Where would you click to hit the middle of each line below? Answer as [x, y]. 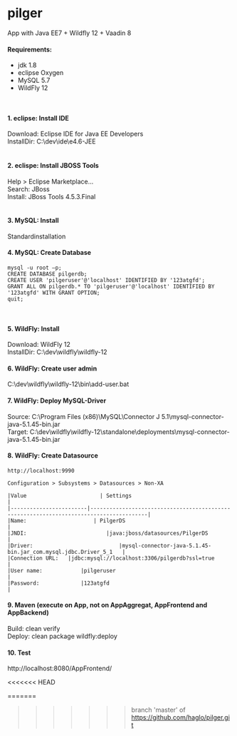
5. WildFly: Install [33, 328]
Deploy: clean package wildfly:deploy [62, 636]
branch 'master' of [159, 710]
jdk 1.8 [27, 65]
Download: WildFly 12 [39, 345]
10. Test [19, 652]
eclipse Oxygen [41, 73]
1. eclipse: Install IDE [38, 118]
